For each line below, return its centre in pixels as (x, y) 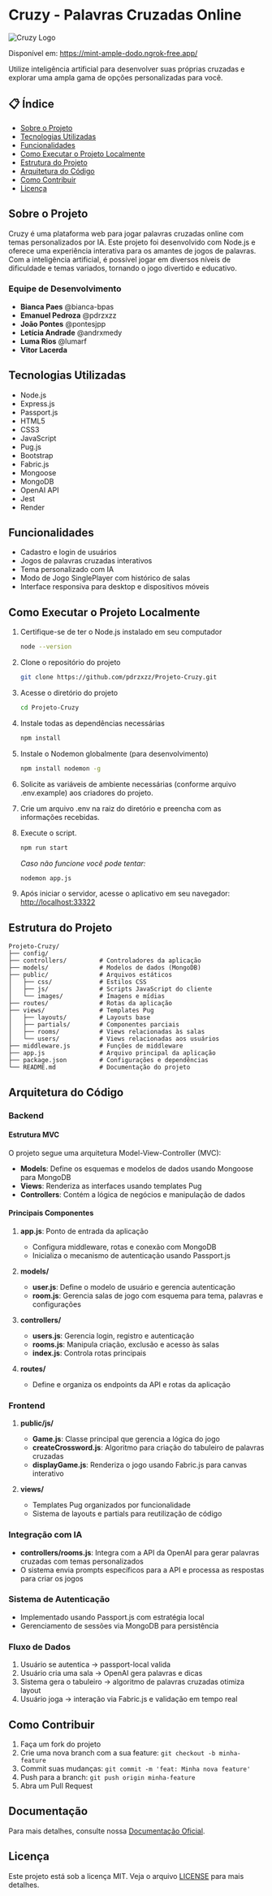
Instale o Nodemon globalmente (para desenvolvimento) (114, 753)
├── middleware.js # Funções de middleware (96, 1046)
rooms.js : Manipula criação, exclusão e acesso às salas (126, 1344)
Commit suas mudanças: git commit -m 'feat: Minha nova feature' (135, 1768)
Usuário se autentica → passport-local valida (95, 1664)
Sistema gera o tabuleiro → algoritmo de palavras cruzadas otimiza (132, 1682)
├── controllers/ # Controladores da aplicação (105, 961)
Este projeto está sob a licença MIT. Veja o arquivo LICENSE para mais (126, 1876)
